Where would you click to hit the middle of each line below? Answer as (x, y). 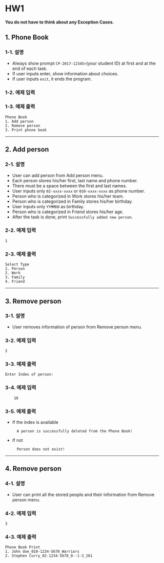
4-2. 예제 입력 (21, 513)
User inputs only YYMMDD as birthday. (48, 206)
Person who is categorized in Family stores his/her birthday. (72, 201)
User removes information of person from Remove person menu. (77, 327)
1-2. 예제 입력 (20, 92)
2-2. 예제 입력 (20, 230)
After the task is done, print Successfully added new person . (72, 217)
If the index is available (35, 422)
